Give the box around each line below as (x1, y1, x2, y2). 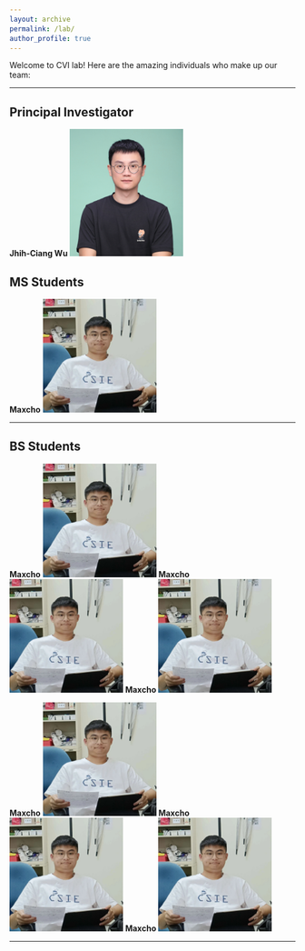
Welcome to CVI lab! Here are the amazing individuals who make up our (9, 60, 278, 71)
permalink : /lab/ (9, 24, 75, 34)
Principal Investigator (9, 105, 134, 120)
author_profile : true (9, 34, 92, 43)
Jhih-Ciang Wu (9, 248, 68, 259)
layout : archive (9, 15, 71, 24)
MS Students (9, 274, 84, 290)
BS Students (9, 439, 82, 455)
